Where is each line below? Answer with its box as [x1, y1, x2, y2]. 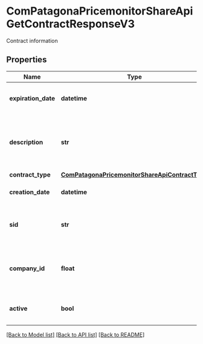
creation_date [9, 187, 50, 196]
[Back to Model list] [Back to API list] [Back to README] [6, 331, 145, 338]
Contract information [6, 37, 59, 44]
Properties [6, 54, 47, 65]
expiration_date [9, 94, 56, 102]
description [9, 138, 43, 146]
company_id [9, 264, 45, 273]
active [9, 304, 28, 313]
